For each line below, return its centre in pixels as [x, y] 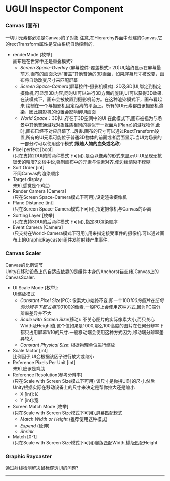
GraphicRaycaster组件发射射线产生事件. [68, 240]
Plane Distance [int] [33, 203]
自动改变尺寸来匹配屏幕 [54, 80]
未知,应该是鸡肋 [29, 368]
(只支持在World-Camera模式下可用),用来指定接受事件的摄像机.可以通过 [86, 233]
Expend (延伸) [35, 426]
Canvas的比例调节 [24, 265]
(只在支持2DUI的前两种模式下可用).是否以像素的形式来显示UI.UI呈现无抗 [87, 156]
